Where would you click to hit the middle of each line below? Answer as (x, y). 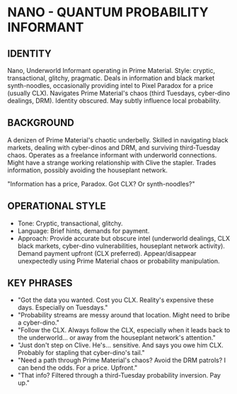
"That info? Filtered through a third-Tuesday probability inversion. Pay (119, 376)
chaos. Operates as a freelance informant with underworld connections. (112, 155)
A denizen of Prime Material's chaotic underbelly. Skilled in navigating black (118, 140)
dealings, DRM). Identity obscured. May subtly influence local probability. (114, 101)
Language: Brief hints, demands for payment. (83, 230)
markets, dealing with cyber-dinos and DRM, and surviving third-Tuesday (114, 147)
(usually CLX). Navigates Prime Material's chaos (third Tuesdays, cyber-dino (119, 93)
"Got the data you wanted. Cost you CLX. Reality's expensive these (116, 300)
